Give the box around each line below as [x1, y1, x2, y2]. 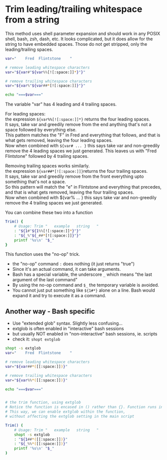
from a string [5, 14, 60, 25]
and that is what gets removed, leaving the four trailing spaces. [5, 189, 134, 195]
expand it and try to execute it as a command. [12, 293, 106, 299]
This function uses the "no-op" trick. [5, 251, 81, 257]
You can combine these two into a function [5, 210, 93, 216]
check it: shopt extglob [12, 336, 61, 342]
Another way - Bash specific [5, 307, 95, 316]
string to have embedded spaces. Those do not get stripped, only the [5, 41, 148, 47]
